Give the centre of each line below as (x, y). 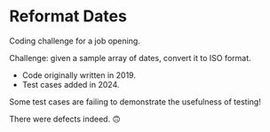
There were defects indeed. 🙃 (65, 119)
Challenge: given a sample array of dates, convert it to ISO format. (130, 58)
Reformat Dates (68, 16)
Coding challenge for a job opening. (75, 41)
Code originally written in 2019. (79, 75)
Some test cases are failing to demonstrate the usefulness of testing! (135, 101)
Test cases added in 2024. (71, 84)
